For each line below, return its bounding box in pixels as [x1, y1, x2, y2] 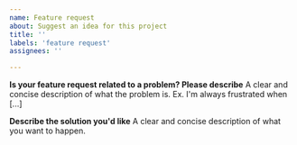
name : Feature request [9, 13, 95, 23]
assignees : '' [9, 47, 63, 56]
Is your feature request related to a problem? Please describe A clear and [9, 79, 289, 90]
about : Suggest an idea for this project [9, 22, 168, 31]
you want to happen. [9, 125, 86, 136]
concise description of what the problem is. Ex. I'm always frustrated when [9, 89, 288, 100]
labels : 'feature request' [9, 38, 111, 48]
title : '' [9, 30, 47, 39]
